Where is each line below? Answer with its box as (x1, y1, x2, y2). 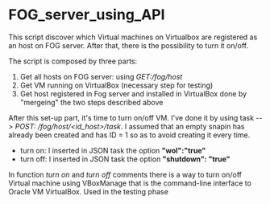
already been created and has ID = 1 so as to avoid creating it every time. (8, 130, 251, 140)
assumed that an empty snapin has (128, 121, 245, 131)
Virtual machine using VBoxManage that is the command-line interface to (8, 178, 252, 188)
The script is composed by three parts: (8, 56, 138, 66)
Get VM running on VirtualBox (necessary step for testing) (19, 80, 214, 90)
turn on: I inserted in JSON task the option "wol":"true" (19, 145, 206, 155)
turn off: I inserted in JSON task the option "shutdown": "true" (19, 154, 231, 164)
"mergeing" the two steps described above (19, 97, 164, 107)
